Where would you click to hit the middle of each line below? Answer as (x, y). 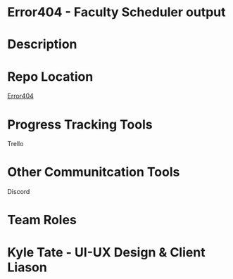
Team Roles (42, 220)
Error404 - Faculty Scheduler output (117, 12)
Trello (15, 144)
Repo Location (50, 76)
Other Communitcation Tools (94, 172)
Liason (27, 267)
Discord (19, 192)
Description (42, 45)
